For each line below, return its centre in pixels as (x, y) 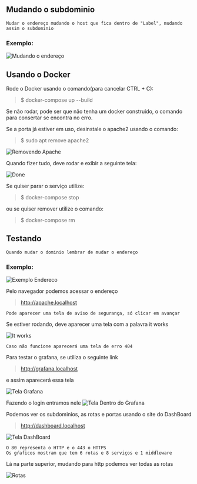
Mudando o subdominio (51, 10)
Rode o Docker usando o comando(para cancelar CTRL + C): (80, 88)
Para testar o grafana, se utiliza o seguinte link (62, 358)
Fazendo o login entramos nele (44, 403)
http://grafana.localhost (49, 369)
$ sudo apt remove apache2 (55, 140)
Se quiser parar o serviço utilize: (45, 186)
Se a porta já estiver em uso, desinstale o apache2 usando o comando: (92, 129)
